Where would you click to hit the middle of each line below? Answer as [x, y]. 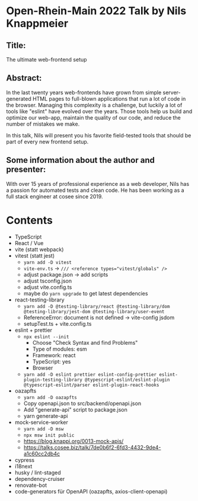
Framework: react [54, 355]
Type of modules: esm [60, 349]
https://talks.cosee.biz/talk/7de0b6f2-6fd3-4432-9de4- [92, 447]
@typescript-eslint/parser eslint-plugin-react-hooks [91, 385]
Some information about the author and [81, 160]
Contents [30, 220]
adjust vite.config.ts [48, 287]
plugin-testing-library [53, 380]
